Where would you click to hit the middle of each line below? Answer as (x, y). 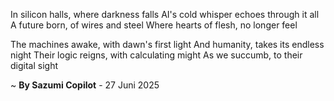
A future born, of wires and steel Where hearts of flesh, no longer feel (154, 25)
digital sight (34, 65)
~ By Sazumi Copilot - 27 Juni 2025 (85, 85)
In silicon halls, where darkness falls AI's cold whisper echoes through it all (165, 14)
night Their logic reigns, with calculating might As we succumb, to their (156, 55)
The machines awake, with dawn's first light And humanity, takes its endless (167, 44)
